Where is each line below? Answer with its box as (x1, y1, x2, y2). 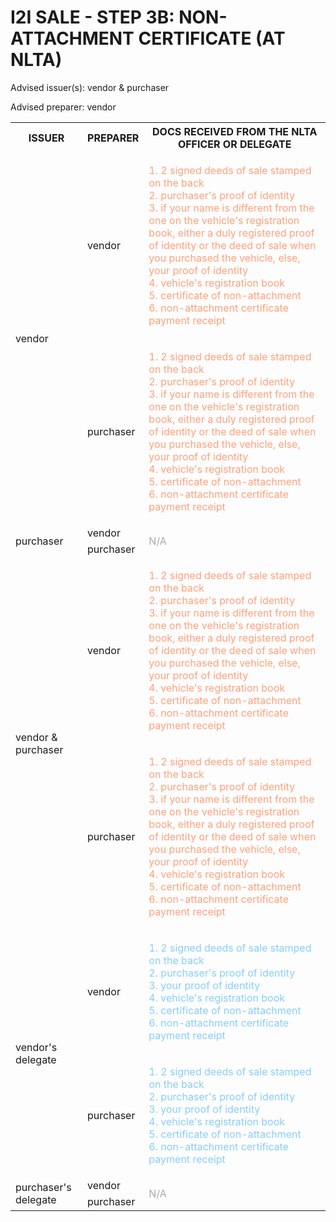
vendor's (15, 1040, 58, 1054)
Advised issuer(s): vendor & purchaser (10, 81, 170, 93)
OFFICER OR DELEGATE (177, 137, 292, 151)
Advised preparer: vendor (10, 101, 117, 113)
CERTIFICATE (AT (138, 27, 286, 50)
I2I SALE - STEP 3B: (10, 6, 175, 29)
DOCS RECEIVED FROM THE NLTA (152, 124, 318, 138)
